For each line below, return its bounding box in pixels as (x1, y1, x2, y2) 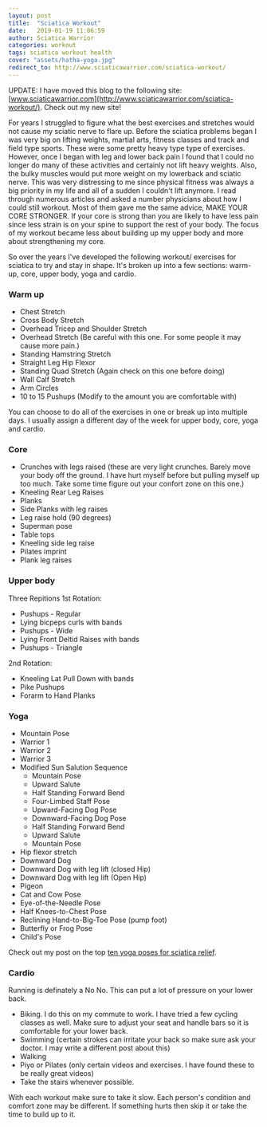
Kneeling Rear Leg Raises (19, 487, 104, 497)
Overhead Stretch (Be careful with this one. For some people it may (19, 333, 241, 342)
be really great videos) (19, 1069, 94, 1078)
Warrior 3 (19, 754, 52, 763)
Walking (19, 1052, 47, 1062)
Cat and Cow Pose (19, 889, 81, 899)
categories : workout (8, 41, 77, 49)
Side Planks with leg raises (19, 504, 108, 514)
